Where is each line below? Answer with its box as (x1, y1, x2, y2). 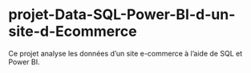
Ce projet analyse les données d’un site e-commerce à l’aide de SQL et (8, 48, 243, 58)
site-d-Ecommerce (8, 22, 138, 40)
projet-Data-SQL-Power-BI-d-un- (8, 6, 236, 24)
